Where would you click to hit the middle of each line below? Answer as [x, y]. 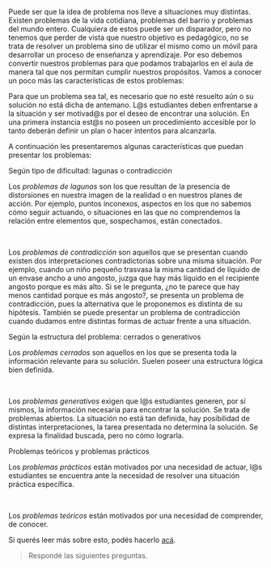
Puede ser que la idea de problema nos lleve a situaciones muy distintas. [129, 12]
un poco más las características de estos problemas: [96, 81]
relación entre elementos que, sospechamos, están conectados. [115, 221]
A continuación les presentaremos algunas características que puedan [126, 146]
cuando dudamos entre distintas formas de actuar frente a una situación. [130, 321]
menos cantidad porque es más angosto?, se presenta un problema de [126, 295]
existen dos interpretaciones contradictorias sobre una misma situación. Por [135, 261]
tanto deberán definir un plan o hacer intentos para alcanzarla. [112, 130]
